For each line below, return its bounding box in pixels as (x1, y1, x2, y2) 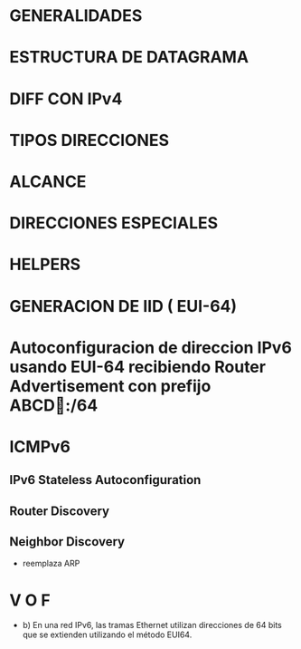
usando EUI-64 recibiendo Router (9, 356, 267, 377)
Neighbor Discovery (9, 534, 125, 549)
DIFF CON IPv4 (9, 88, 123, 109)
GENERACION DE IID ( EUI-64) (9, 295, 238, 316)
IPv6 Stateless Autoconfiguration (9, 472, 202, 488)
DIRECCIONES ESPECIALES (9, 213, 219, 234)
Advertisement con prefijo (9, 375, 212, 396)
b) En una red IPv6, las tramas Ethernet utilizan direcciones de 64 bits (22, 620, 282, 631)
